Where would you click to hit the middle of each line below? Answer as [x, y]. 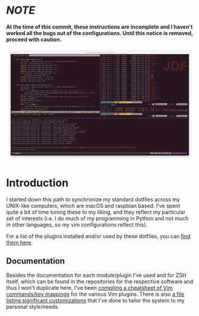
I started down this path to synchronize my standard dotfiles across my [93, 199]
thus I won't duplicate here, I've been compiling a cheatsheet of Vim [90, 288]
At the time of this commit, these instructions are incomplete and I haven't [99, 27]
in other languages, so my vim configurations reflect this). [77, 225]
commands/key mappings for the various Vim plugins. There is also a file [95, 294]
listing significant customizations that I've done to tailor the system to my [96, 301]
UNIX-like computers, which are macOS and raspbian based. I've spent [93, 206]
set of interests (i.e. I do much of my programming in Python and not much [97, 218]
